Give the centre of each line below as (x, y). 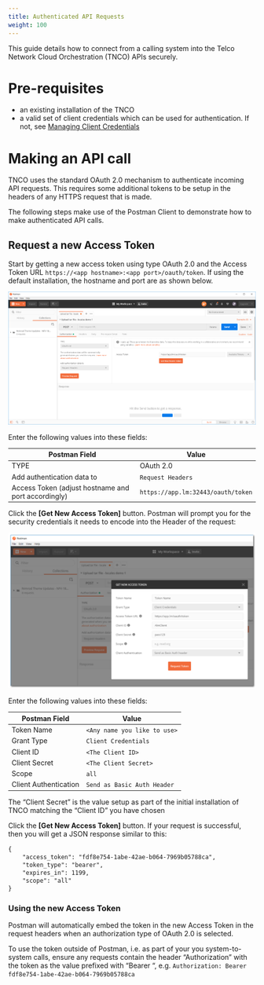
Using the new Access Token (65, 908)
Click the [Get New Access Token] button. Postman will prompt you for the (130, 514)
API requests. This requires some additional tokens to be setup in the (120, 189)
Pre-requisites (56, 88)
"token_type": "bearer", (63, 865)
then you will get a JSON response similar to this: (88, 833)
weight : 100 (27, 25)
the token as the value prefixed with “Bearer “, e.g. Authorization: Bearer (128, 965)
